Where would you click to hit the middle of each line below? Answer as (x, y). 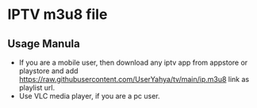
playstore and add (48, 71)
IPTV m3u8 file (58, 15)
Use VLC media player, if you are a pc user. (89, 96)
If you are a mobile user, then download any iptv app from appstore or (133, 62)
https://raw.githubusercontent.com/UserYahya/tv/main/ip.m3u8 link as (134, 79)
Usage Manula (44, 44)
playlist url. (37, 88)
